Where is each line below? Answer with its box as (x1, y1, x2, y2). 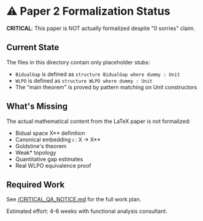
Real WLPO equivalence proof (15, 162, 91, 169)
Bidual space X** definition (15, 129, 85, 137)
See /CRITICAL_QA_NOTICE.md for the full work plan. (6, 196, 142, 203)
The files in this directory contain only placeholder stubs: (6, 58, 150, 66)
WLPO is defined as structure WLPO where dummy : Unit (15, 77, 153, 84)
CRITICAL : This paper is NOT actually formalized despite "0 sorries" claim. (6, 24, 196, 32)
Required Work (6, 179, 65, 190)
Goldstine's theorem (15, 142, 67, 149)
